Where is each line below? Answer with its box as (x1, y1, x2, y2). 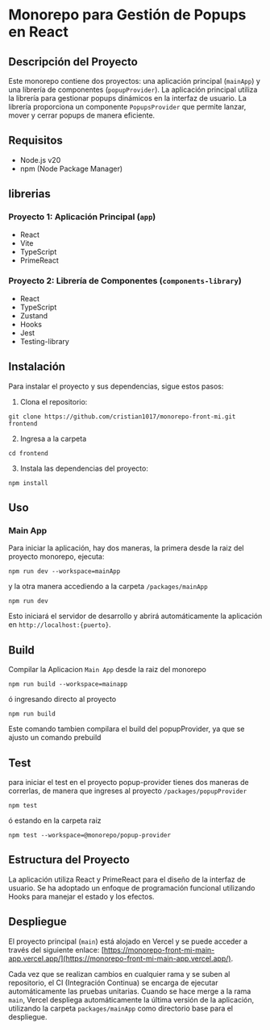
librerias (8, 187, 51, 201)
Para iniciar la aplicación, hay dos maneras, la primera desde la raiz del (8, 543, 244, 553)
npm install (8, 479, 48, 487)
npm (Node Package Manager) (19, 164, 123, 173)
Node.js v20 (19, 155, 61, 164)
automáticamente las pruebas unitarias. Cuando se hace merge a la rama (8, 986, 251, 996)
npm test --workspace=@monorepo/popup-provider (8, 831, 172, 839)
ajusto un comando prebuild (8, 733, 102, 742)
